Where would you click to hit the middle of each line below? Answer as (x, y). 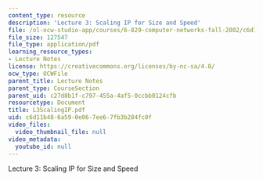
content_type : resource (47, 15)
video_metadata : (34, 139)
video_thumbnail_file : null (61, 132)
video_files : (29, 125)
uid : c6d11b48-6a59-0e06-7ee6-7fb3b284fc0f (80, 118)
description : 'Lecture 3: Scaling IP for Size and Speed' (104, 23)
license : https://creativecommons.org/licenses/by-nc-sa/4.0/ (112, 67)
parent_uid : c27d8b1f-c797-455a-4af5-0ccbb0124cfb (92, 96)
